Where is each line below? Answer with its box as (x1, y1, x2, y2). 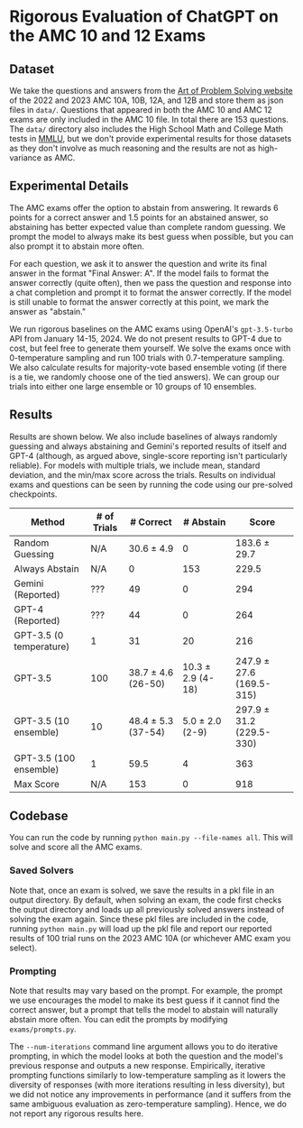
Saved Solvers (9, 864, 74, 876)
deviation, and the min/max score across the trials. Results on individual (9, 469, 276, 480)
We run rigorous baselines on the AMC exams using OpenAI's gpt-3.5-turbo (9, 323, 293, 335)
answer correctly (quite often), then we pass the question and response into (9, 277, 292, 288)
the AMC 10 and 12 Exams (9, 25, 206, 46)
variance (9, 152, 42, 163)
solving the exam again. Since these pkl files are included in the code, (9, 913, 269, 924)
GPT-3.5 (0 (14, 628, 64, 641)
